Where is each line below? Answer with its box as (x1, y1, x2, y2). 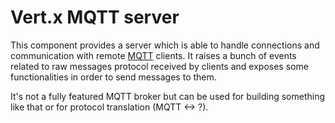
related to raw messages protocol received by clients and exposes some (10, 60, 309, 72)
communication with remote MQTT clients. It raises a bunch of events (10, 49, 297, 61)
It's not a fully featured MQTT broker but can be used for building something (10, 90, 326, 102)
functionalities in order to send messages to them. (10, 71, 217, 83)
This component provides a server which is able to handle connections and (10, 39, 320, 51)
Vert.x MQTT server (10, 6, 180, 29)
